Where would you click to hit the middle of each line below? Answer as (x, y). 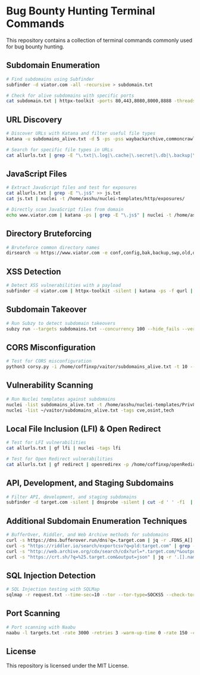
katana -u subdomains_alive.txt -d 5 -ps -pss (65, 139)
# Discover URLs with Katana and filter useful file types (81, 134)
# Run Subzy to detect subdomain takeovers (61, 323)
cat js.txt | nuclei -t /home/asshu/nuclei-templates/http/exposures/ (96, 199)
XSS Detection (34, 271)
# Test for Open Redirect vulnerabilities (60, 459)
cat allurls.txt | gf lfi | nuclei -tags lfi (63, 448)
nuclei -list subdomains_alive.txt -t (54, 404)
